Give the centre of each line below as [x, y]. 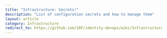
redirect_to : [19, 28]
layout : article [22, 19]
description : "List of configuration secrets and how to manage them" [80, 14]
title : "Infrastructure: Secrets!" [42, 10]
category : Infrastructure [32, 23]
